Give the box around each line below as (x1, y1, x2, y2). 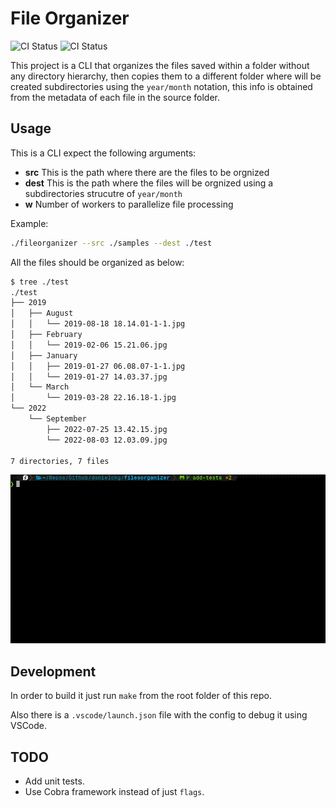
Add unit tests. (24, 775, 85, 787)
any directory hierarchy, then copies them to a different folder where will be (10, 70, 322, 82)
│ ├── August (10, 308, 74, 319)
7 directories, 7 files (10, 456, 110, 466)
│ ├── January (10, 350, 78, 361)
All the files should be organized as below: (10, 256, 185, 268)
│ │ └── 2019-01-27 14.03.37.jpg (10, 372, 168, 382)
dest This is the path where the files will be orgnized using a (24, 177, 274, 189)
